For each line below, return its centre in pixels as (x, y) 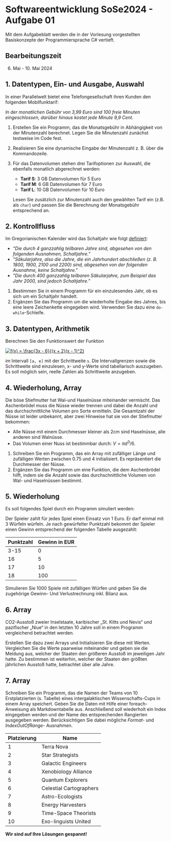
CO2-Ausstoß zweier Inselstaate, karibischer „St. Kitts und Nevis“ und (79, 622)
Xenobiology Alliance (67, 771)
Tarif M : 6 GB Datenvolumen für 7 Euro (61, 184)
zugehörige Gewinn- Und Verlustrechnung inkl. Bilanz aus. (67, 594)
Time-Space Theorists (69, 813)
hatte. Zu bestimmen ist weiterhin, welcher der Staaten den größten (76, 659)
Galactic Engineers (64, 763)
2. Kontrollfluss (30, 226)
